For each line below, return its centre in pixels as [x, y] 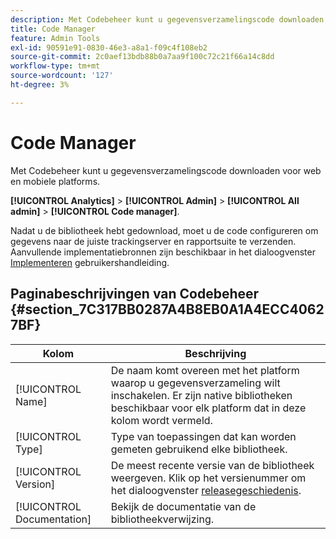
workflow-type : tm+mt [55, 66]
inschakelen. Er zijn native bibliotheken [201, 395]
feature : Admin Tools [55, 38]
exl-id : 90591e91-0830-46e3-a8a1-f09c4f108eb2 [109, 47]
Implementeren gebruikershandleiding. [90, 262]
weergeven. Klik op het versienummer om [208, 478]
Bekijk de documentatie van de [183, 506]
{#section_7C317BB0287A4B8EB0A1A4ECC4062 [167, 309]
